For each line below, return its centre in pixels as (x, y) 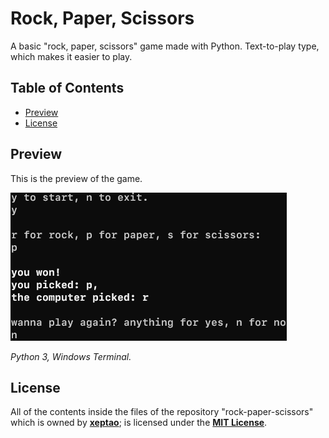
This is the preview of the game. (76, 178)
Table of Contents (67, 88)
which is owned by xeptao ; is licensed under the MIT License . (139, 423)
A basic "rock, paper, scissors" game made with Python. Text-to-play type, (165, 46)
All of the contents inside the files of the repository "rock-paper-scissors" (162, 412)
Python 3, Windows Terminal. (71, 356)
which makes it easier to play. (71, 56)
